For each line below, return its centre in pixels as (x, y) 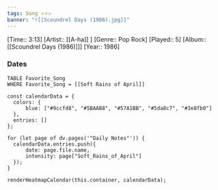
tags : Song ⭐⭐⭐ (29, 13)
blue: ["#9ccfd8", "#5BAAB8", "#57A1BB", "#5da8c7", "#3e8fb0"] (119, 108)
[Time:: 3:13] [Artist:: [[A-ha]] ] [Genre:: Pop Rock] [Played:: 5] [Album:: (107, 39)
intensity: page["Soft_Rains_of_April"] (83, 156)
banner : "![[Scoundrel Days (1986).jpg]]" (68, 20)
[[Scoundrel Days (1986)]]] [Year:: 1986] (64, 46)
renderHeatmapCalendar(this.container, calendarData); (87, 180)
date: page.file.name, (57, 150)
